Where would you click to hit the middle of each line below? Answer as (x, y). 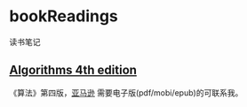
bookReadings (64, 16)
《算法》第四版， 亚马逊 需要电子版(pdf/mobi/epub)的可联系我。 (126, 92)
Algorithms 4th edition (73, 70)
